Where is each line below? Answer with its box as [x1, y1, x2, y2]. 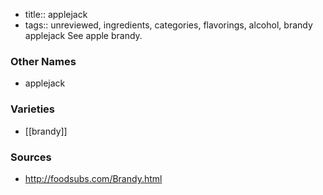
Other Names [10, 54, 77, 68]
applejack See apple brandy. [24, 30, 143, 41]
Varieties [10, 102, 55, 116]
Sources [10, 150, 52, 164]
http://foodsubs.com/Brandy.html [24, 172, 163, 184]
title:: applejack [24, 9, 88, 20]
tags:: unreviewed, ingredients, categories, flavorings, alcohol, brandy [24, 19, 313, 31]
